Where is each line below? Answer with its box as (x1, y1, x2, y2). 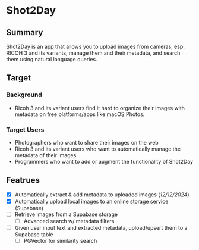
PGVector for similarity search (23, 237, 97, 245)
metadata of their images (14, 151, 77, 158)
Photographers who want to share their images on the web (14, 139, 159, 146)
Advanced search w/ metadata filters (23, 217, 115, 224)
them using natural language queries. (6, 56, 97, 62)
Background (6, 90, 43, 99)
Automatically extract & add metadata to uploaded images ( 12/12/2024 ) (14, 191, 189, 198)
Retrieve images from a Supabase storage (14, 211, 118, 218)
